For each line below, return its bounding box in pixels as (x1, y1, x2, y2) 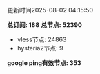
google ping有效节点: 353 (7, 59, 81, 67)
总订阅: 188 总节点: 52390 (7, 21, 83, 29)
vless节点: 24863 (17, 35, 67, 44)
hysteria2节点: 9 (17, 44, 63, 52)
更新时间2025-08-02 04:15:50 (7, 6, 93, 14)
